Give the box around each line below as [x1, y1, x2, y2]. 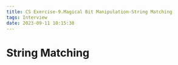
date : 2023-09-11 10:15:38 [6, 20, 75, 26]
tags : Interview [6, 14, 47, 20]
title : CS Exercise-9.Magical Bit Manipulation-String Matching [6, 8, 173, 15]
